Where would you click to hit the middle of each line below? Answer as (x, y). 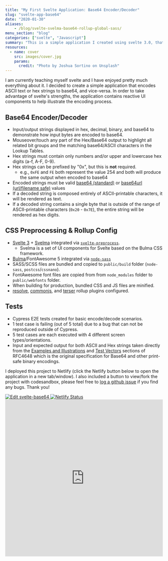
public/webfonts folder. (36, 280)
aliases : (14, 24)
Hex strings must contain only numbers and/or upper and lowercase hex (87, 156)
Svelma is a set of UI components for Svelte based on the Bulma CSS (91, 248)
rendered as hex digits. (36, 214)
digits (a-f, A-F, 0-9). (34, 161)
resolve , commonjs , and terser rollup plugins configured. (71, 291)
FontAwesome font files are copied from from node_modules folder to (82, 275)
